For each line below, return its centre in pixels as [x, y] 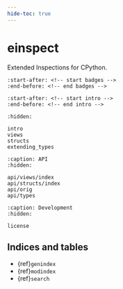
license [18, 226]
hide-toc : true [29, 14]
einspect [33, 48]
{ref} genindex [36, 264]
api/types [22, 195]
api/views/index [31, 177]
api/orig [20, 189]
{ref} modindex [36, 271]
